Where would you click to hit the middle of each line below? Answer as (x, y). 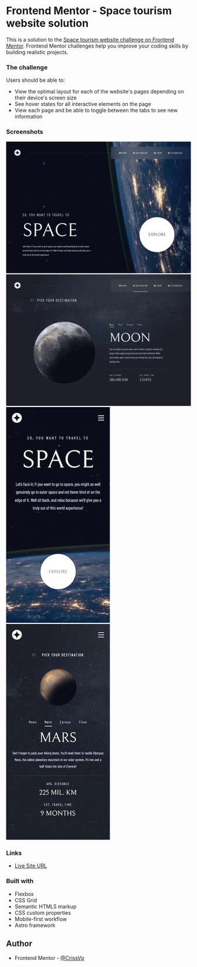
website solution (47, 23)
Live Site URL (31, 866)
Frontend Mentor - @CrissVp (50, 958)
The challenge (27, 67)
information (28, 116)
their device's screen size (46, 98)
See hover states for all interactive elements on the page (83, 104)
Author (19, 944)
